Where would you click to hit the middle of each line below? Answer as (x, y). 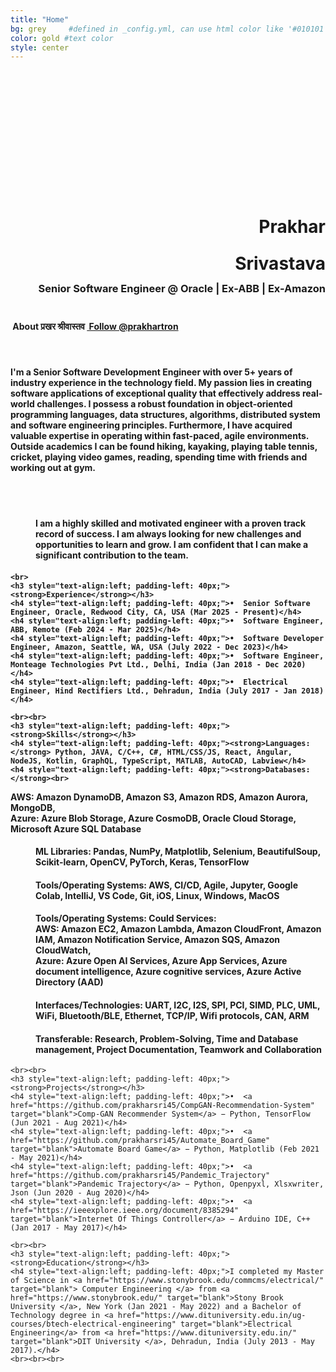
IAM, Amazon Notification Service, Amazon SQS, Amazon (158, 940)
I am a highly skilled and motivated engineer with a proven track (171, 523)
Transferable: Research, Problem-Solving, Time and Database (167, 1038)
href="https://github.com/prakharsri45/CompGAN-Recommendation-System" (162, 1106)
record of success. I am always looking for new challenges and (168, 533)
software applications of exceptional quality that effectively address (155, 393)
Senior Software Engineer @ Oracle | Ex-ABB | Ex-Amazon (182, 289)
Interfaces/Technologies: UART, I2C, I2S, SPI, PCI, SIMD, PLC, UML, (178, 1005)
